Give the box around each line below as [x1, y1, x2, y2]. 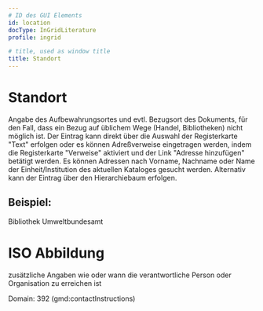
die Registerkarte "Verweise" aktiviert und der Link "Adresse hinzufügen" [8, 148, 245, 157]
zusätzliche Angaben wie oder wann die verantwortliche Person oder [8, 270, 232, 280]
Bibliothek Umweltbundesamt [8, 217, 104, 226]
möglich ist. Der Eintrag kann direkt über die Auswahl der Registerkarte [8, 131, 238, 141]
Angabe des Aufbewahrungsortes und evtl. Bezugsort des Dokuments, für [8, 115, 249, 124]
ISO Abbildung [8, 244, 104, 262]
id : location [8, 19, 51, 27]
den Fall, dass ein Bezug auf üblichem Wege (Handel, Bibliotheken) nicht [8, 123, 243, 132]
